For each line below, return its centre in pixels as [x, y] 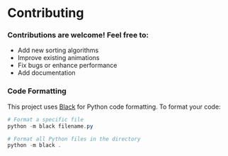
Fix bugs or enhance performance [67, 66]
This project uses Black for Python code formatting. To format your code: [114, 107]
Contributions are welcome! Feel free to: [78, 35]
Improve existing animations [58, 58]
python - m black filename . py [50, 126]
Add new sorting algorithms [58, 50]
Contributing [46, 13]
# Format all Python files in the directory [74, 139]
